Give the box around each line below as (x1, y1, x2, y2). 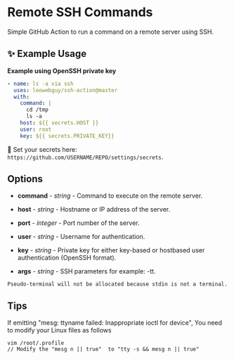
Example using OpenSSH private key (7, 66, 117, 75)
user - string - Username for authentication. (17, 233, 145, 241)
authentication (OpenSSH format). (17, 254, 117, 262)
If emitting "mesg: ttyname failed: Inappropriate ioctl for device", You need (7, 319, 223, 327)
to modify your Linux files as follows (7, 326, 112, 335)
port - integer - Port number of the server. (17, 219, 140, 227)
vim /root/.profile (7, 340, 65, 347)
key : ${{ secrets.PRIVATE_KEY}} (20, 132, 115, 139)
